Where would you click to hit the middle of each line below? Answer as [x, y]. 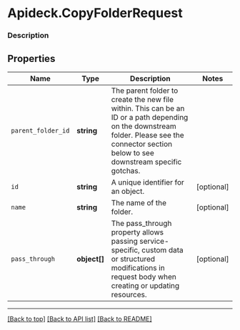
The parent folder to [145, 91]
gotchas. [126, 170]
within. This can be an [148, 108]
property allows [137, 232]
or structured [133, 259]
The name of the [139, 202]
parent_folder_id [40, 130]
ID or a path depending [150, 117]
